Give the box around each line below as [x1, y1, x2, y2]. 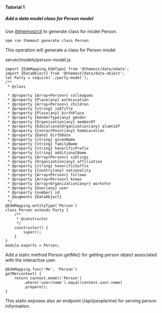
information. [5, 303, 31, 309]
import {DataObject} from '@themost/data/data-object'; [5, 71, 125, 76]
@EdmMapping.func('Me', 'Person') [5, 267, 78, 272]
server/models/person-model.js [5, 56, 71, 62]
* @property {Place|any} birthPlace [7, 110, 85, 115]
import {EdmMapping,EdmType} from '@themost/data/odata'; [5, 66, 129, 72]
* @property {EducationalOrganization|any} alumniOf [7, 123, 121, 129]
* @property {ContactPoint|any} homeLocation [7, 128, 105, 133]
